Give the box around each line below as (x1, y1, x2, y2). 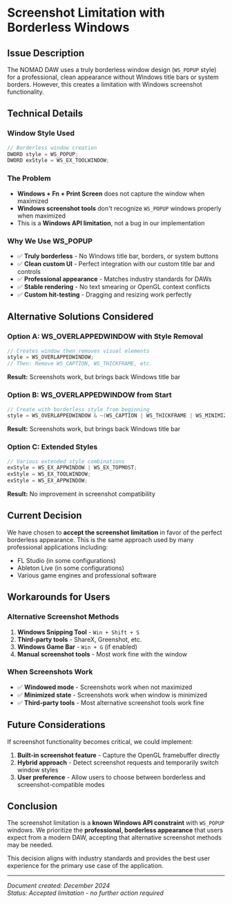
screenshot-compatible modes (17, 780, 105, 788)
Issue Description (7, 47, 85, 59)
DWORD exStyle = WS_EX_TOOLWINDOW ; (7, 157, 110, 164)
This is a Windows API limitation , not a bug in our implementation (17, 218, 205, 227)
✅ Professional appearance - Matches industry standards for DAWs (17, 275, 212, 283)
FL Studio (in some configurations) (17, 556, 116, 564)
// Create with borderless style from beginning (7, 406, 150, 413)
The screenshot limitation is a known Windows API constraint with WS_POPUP (7, 819, 224, 827)
